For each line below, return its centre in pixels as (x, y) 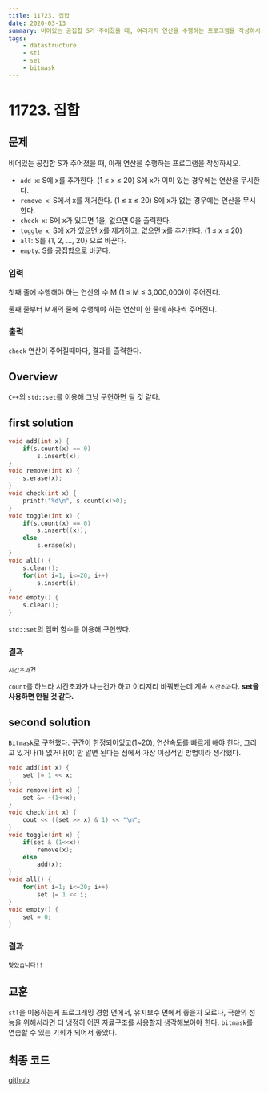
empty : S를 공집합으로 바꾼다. (65, 250)
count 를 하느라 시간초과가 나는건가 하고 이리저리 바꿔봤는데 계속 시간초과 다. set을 (134, 686)
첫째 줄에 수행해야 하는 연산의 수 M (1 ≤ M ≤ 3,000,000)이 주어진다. (115, 292)
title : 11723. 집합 (39, 16)
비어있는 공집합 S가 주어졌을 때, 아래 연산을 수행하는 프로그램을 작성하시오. (125, 163)
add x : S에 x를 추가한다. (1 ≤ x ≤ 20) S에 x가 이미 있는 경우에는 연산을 (129, 180)
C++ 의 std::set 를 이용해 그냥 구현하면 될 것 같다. (84, 397)
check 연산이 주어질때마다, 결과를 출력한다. (75, 351)
